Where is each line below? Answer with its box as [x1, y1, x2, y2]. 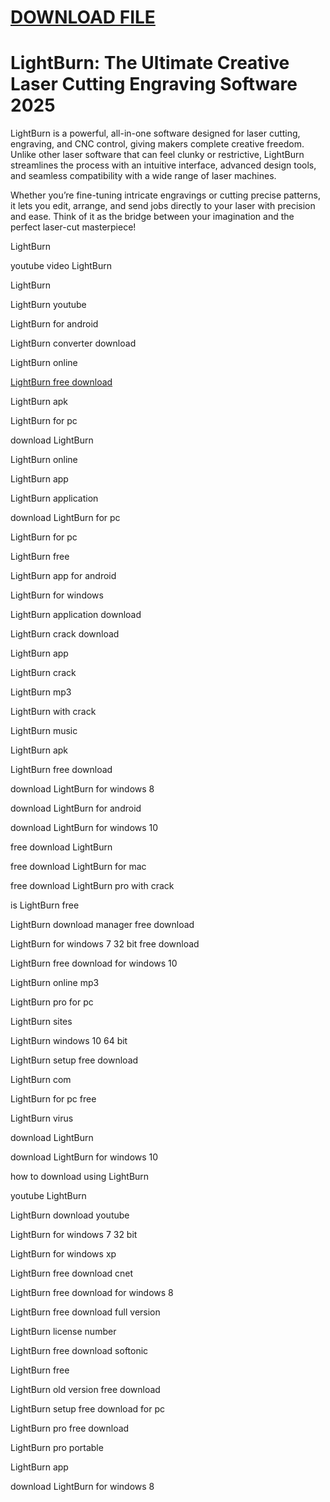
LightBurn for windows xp [10, 1248, 117, 1260]
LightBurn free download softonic [10, 1345, 149, 1357]
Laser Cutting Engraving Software [10, 73, 298, 96]
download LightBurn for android [10, 802, 142, 815]
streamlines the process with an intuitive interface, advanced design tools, [10, 159, 317, 171]
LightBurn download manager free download [10, 919, 195, 931]
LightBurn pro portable [10, 1442, 104, 1454]
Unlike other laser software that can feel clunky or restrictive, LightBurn [10, 149, 305, 161]
